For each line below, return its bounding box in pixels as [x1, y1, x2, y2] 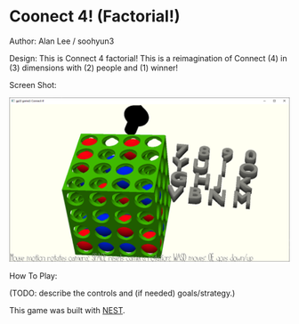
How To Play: [9, 271, 58, 281]
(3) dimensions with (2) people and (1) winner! [9, 62, 179, 73]
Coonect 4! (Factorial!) [9, 6, 181, 27]
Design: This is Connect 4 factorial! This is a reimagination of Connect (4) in [9, 53, 287, 63]
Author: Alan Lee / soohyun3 [9, 36, 115, 46]
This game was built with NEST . [9, 305, 125, 316]
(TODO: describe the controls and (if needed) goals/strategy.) [9, 288, 236, 299]
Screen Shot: [9, 79, 57, 90]
